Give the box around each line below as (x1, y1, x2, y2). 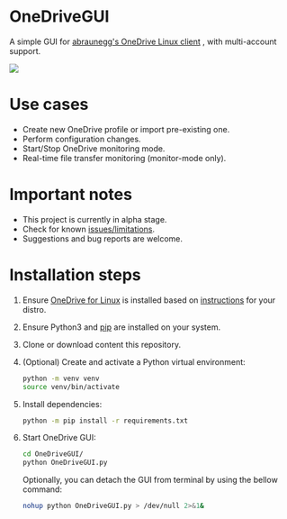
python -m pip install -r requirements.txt (22, 416, 189, 425)
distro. (22, 304, 47, 314)
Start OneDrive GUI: (22, 432, 96, 443)
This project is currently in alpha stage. (22, 214, 167, 224)
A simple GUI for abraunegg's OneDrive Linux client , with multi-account (9, 36, 277, 47)
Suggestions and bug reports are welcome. (22, 232, 183, 244)
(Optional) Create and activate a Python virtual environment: (22, 356, 246, 367)
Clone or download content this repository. (22, 339, 182, 350)
